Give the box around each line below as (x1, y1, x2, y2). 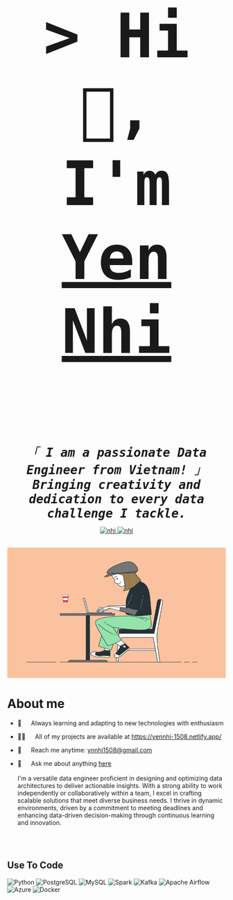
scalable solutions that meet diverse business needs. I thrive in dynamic (17, 796, 223, 805)
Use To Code (7, 860, 64, 871)
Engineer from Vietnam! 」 (26, 463, 207, 478)
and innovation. (17, 818, 62, 826)
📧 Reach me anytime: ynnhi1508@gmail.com (17, 746, 153, 754)
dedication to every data (28, 492, 205, 506)
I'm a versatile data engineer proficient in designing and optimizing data (17, 774, 223, 782)
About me (7, 696, 65, 712)
